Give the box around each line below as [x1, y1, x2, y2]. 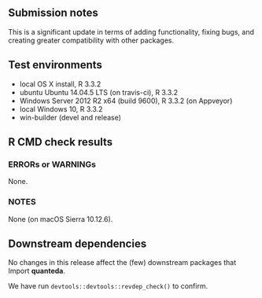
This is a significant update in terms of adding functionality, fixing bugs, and [8, 27, 254, 36]
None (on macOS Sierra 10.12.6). [8, 214, 113, 223]
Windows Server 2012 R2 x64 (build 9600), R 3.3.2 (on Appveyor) [19, 96, 233, 105]
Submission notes [8, 6, 98, 20]
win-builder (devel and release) [19, 112, 122, 122]
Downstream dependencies [8, 237, 147, 250]
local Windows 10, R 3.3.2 [19, 104, 103, 113]
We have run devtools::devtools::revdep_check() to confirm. [8, 281, 208, 291]
